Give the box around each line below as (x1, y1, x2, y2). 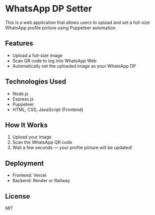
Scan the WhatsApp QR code (12, 139, 73, 145)
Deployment (5, 159, 44, 167)
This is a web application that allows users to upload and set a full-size (5, 19, 150, 25)
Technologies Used (5, 78, 66, 86)
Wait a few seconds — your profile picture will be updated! (12, 145, 133, 151)
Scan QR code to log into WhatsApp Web (12, 58, 97, 64)
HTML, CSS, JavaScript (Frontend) (12, 107, 83, 112)
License (5, 192, 30, 201)
